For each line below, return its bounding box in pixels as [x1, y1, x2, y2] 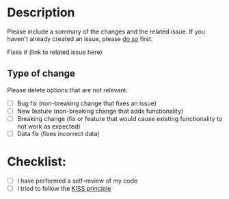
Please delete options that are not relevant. [7, 85, 129, 94]
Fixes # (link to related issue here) [7, 48, 103, 56]
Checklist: [7, 154, 67, 170]
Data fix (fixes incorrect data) [16, 129, 100, 137]
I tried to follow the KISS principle [16, 185, 111, 192]
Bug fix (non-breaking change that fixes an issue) [16, 99, 157, 107]
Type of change [7, 68, 75, 79]
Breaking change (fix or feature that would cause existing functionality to [16, 114, 223, 122]
